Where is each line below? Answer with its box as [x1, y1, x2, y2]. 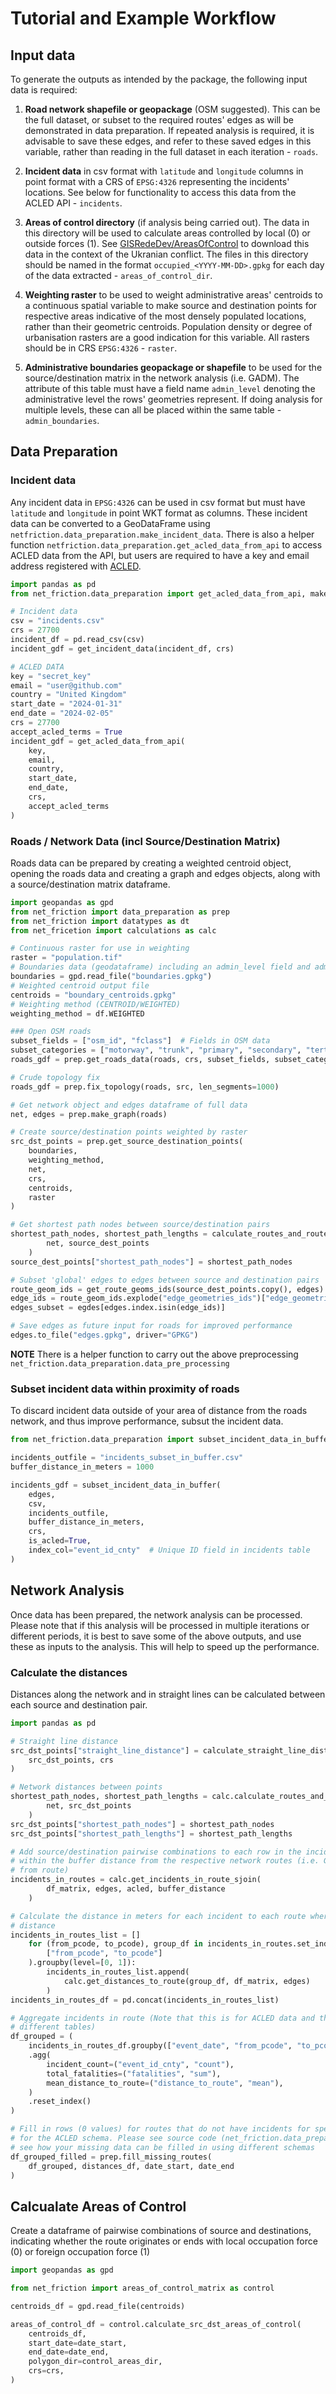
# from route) [10, 1865, 70, 1876]
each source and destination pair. [10, 1698, 148, 1711]
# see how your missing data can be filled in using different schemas [10, 2142, 315, 2152]
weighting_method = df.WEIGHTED [10, 1008, 145, 1019]
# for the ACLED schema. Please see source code [10, 2133, 217, 2144]
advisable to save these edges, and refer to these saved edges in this [24, 135, 312, 147]
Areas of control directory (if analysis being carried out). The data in [24, 217, 310, 228]
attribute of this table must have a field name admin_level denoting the [24, 383, 316, 394]
